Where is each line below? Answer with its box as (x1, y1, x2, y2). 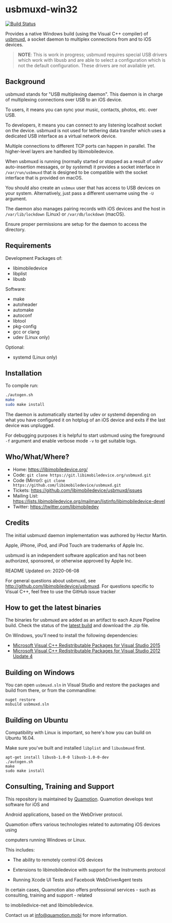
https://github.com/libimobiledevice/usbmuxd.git (12, 483, 122, 488)
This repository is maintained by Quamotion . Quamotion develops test (5, 796, 153, 802)
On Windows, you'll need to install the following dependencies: (5, 632, 139, 638)
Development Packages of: (5, 255, 63, 261)
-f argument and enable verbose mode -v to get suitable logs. (5, 438, 137, 443)
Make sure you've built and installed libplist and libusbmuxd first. (5, 745, 146, 751)
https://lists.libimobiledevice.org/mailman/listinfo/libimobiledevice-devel (12, 498, 165, 504)
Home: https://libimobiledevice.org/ (12, 466, 88, 472)
